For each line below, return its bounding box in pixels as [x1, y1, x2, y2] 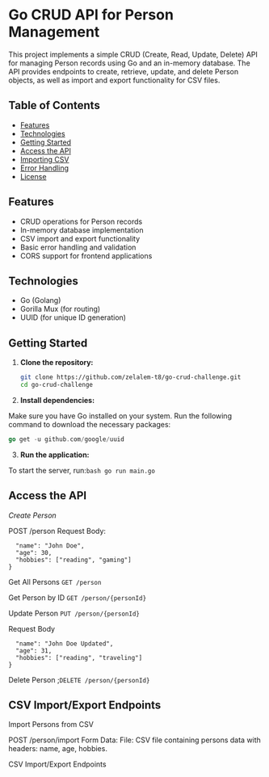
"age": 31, [15, 646, 53, 655]
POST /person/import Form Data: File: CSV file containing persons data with [8, 735, 261, 745]
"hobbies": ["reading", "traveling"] [15, 653, 143, 661]
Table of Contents [8, 99, 101, 112]
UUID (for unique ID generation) [19, 313, 127, 322]
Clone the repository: [19, 358, 94, 367]
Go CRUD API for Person [8, 6, 174, 24]
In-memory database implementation [19, 225, 144, 235]
